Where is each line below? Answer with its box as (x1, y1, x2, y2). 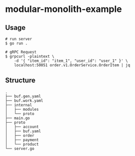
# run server (5, 36, 32, 41)
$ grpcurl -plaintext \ (5, 54, 55, 59)
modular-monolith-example (5, 3, 122, 15)
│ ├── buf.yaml (5, 129, 41, 134)
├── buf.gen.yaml (5, 94, 41, 99)
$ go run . (5, 41, 28, 46)
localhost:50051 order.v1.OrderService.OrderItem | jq (14, 63, 131, 68)
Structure (5, 76, 36, 85)
